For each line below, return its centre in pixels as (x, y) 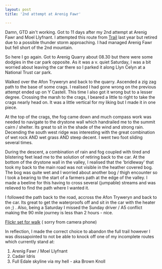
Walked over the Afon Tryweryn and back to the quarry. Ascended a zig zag (81, 82)
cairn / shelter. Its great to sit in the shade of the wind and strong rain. (74, 127)
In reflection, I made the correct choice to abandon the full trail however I (78, 231)
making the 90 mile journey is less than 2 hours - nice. (59, 212)
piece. (11, 107)
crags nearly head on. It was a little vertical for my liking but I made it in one (80, 102)
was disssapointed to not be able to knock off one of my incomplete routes (80, 236)
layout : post (18, 9)
